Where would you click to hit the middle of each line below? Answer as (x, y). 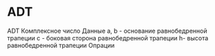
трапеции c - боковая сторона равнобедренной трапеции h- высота (108, 38)
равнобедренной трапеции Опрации (61, 45)
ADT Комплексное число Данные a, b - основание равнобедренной (107, 31)
